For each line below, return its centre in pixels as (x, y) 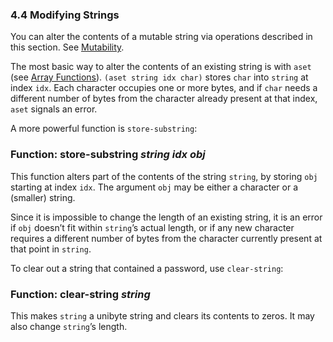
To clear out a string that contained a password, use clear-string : (147, 268)
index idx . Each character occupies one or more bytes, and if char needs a (164, 88)
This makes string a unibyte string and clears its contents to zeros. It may (162, 315)
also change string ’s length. (69, 326)
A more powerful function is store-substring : (104, 129)
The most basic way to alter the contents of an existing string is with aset (161, 67)
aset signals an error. (54, 109)
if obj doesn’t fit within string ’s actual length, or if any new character (152, 227)
